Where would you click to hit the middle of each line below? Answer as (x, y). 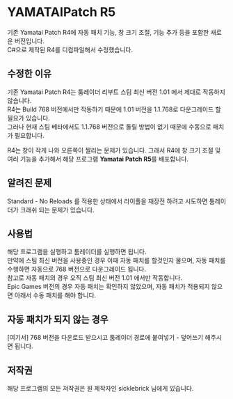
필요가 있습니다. (29, 118)
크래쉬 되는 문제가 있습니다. (57, 210)
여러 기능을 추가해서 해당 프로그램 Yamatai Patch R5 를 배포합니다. (98, 159)
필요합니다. (30, 135)
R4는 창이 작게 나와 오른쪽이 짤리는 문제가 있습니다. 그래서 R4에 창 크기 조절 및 (114, 150)
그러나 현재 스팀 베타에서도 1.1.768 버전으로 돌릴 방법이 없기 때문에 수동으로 (109, 127)
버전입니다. (30, 41)
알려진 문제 (30, 183)
